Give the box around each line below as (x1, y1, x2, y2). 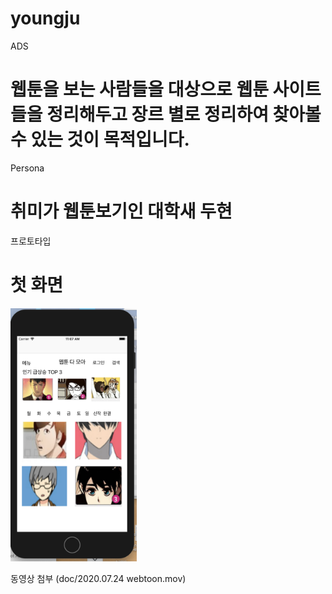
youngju (10, 7, 81, 30)
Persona (10, 162, 45, 174)
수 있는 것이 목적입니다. (10, 128, 190, 151)
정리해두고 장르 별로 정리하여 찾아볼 (46, 103, 322, 126)
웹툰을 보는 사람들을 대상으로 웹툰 (10, 78, 269, 101)
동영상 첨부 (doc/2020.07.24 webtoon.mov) (10, 572, 187, 584)
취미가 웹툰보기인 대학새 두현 (10, 200, 233, 223)
